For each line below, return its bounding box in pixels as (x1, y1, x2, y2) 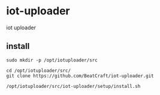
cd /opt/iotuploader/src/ (6, 68, 71, 73)
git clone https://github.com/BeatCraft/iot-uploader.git (6, 73, 154, 79)
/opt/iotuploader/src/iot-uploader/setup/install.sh (6, 83, 141, 89)
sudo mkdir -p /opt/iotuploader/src (6, 57, 98, 63)
